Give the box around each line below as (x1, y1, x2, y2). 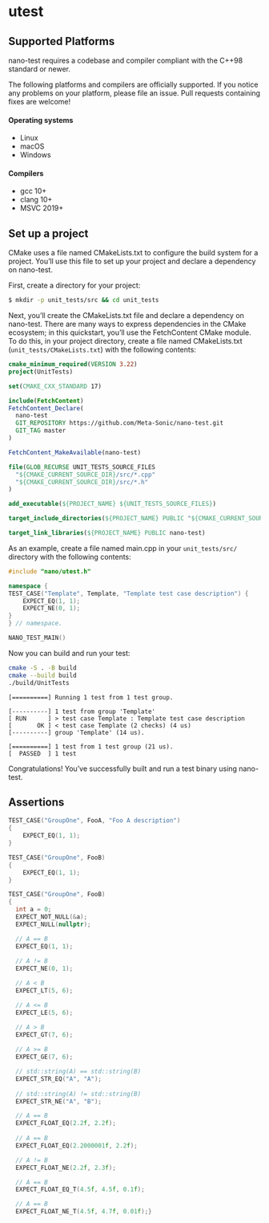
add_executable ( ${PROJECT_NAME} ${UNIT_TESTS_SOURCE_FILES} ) (8, 500, 217, 508)
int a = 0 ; (15, 906, 52, 914)
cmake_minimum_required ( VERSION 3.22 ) (8, 361, 138, 369)
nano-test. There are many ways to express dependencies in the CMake (8, 320, 247, 329)
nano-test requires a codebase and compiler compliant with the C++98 (8, 55, 243, 65)
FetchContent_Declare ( (8, 404, 84, 412)
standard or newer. (8, 64, 70, 74)
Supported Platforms (8, 35, 115, 48)
